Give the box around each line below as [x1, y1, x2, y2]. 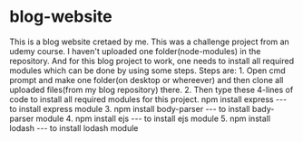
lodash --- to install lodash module [9, 122, 139, 133]
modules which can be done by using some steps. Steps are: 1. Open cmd [9, 65, 286, 76]
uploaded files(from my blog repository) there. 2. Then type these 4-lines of [9, 84, 294, 95]
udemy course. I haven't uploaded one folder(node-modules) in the [9, 45, 261, 56]
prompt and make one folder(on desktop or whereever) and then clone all [9, 74, 284, 85]
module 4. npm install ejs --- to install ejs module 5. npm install [35, 113, 270, 124]
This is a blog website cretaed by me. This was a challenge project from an [9, 36, 290, 47]
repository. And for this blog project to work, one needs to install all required [9, 55, 295, 66]
